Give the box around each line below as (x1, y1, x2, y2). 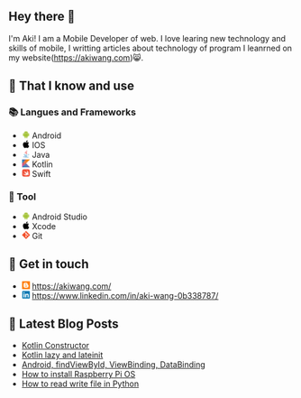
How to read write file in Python (21, 378, 140, 389)
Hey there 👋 (8, 9, 76, 24)
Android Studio (32, 211, 87, 222)
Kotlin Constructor (21, 340, 90, 351)
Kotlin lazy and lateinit (21, 349, 104, 361)
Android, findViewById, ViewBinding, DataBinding (21, 359, 206, 370)
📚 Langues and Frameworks (8, 106, 137, 118)
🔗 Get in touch (8, 256, 89, 272)
